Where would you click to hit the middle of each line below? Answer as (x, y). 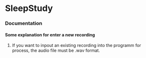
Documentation (24, 23)
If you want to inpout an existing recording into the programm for (76, 46)
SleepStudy (29, 8)
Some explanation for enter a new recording (50, 35)
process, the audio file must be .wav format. (56, 50)
